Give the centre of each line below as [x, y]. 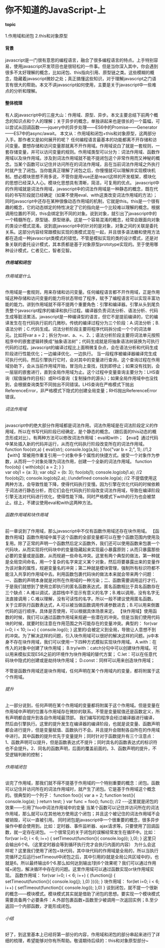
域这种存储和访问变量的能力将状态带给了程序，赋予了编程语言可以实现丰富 [80, 298]
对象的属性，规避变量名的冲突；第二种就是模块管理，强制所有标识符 [82, 568]
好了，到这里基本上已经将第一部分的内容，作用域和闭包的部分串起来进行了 [80, 935]
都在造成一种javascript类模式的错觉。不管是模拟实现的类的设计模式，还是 [80, 238]
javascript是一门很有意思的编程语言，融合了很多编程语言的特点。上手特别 [80, 60]
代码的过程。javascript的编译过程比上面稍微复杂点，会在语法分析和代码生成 [82, 347]
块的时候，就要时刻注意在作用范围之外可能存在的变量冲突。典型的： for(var [82, 623]
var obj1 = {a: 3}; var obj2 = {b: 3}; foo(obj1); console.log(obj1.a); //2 [74, 472]
